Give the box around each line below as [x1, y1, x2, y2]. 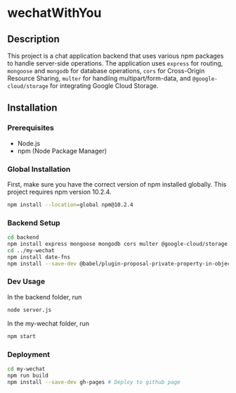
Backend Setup [7, 218, 61, 227]
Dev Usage [7, 277, 46, 287]
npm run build [7, 372, 49, 379]
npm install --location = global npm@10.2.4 [7, 201, 133, 208]
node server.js [7, 306, 52, 313]
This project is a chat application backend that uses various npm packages [7, 51, 224, 60]
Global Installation [7, 164, 71, 174]
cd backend [7, 234, 39, 241]
